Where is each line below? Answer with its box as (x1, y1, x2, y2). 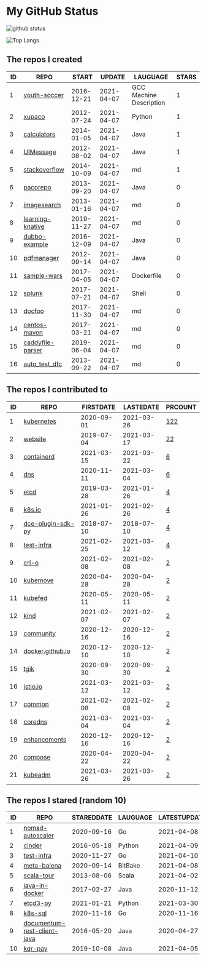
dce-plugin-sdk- (23, 519, 75, 528)
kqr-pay (23, 944, 48, 953)
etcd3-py (23, 899, 52, 908)
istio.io (23, 682, 43, 690)
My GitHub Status (6, 4, 99, 18)
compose (23, 753, 51, 761)
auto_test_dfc (23, 360, 63, 368)
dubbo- (23, 232, 47, 240)
